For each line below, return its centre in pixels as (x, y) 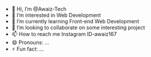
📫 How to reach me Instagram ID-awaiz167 (64, 34)
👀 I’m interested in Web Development (56, 15)
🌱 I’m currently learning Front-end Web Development (75, 21)
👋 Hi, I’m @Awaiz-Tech (39, 9)
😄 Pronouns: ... (30, 42)
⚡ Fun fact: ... (28, 49)
